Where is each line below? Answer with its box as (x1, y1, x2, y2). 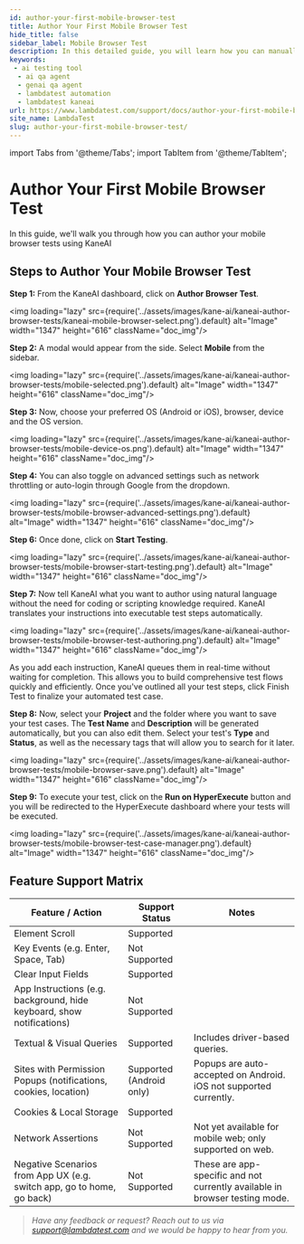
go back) (14, 1192, 52, 1204)
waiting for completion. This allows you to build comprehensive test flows (9, 671, 283, 682)
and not (229, 1169, 262, 1182)
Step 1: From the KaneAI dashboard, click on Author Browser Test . (9, 288, 260, 299)
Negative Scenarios (14, 1157, 98, 1170)
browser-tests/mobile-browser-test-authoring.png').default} (9, 634, 233, 645)
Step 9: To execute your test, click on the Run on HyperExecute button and (9, 791, 291, 802)
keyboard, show (14, 1005, 82, 1018)
